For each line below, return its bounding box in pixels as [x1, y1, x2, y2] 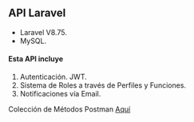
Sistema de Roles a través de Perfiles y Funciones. [19, 81, 186, 90]
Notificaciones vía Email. [19, 89, 101, 99]
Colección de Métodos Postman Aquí [8, 104, 131, 114]
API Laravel [8, 6, 66, 20]
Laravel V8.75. [19, 27, 68, 37]
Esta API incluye [8, 54, 64, 64]
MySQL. [19, 36, 47, 45]
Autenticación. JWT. [19, 72, 87, 82]
